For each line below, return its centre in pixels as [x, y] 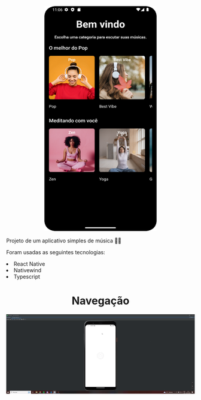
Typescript [27, 276]
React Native [30, 264]
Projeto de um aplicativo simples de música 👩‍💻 [64, 240]
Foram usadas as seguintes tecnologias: [56, 252]
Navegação [100, 301]
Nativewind [28, 270]
